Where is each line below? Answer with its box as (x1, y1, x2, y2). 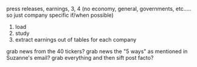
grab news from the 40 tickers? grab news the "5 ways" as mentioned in (6, 48, 188, 55)
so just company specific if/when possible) (6, 11, 114, 19)
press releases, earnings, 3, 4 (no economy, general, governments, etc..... (6, 5, 192, 12)
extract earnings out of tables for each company (15, 36, 137, 43)
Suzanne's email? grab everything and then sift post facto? (6, 54, 154, 61)
